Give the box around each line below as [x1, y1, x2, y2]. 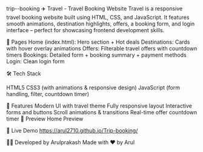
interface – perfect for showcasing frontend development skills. [6, 27, 165, 33]
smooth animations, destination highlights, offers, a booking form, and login [6, 20, 195, 27]
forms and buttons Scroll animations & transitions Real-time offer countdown [6, 109, 198, 116]
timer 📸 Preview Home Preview [6, 115, 84, 122]
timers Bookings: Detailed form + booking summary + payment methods [6, 51, 187, 58]
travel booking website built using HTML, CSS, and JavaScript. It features [6, 14, 190, 21]
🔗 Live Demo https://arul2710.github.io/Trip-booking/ [6, 127, 138, 134]
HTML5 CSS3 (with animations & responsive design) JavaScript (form [6, 84, 181, 91]
